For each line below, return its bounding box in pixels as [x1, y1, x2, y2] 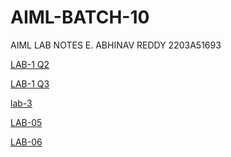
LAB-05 [10, 116, 43, 128]
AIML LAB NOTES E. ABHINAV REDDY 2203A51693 [10, 39, 222, 51]
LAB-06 [10, 136, 43, 148]
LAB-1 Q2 [10, 58, 50, 70]
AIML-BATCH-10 [10, 6, 150, 29]
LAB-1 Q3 [10, 77, 50, 90]
